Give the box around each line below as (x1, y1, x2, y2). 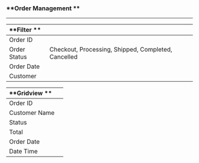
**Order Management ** (6, 4, 81, 12)
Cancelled (49, 53, 78, 61)
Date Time (9, 147, 38, 155)
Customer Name (9, 108, 55, 117)
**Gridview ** (9, 89, 52, 97)
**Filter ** (9, 25, 41, 34)
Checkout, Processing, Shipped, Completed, (49, 46, 173, 54)
